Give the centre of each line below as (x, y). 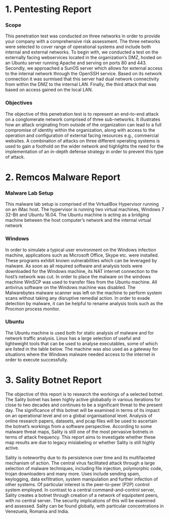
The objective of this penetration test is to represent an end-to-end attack (82, 114)
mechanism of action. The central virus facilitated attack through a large (80, 463)
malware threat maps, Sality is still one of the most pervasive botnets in (79, 432)
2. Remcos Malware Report (63, 177)
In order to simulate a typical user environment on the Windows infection (81, 250)
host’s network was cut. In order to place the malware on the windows (78, 276)
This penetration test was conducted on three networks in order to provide (83, 36)
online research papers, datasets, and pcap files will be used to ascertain (81, 421)
